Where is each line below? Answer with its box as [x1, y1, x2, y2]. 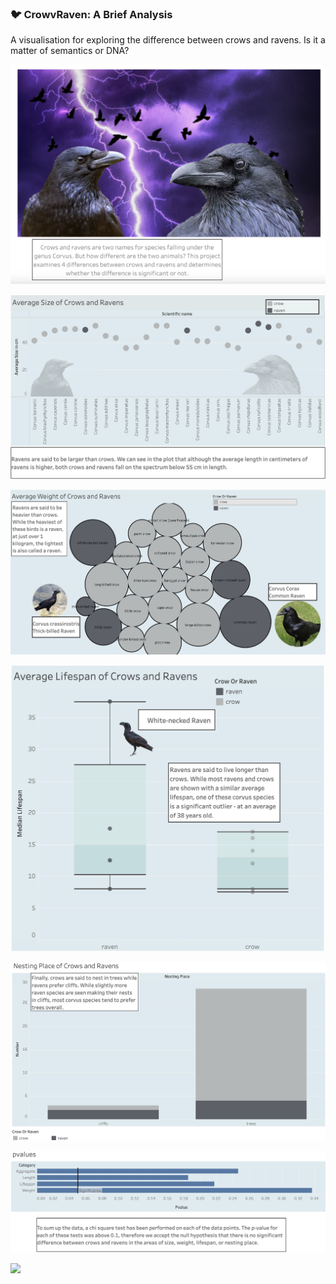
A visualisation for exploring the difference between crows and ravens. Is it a [10, 34, 326, 46]
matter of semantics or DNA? [10, 45, 130, 57]
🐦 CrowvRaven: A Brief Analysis [10, 7, 173, 21]
